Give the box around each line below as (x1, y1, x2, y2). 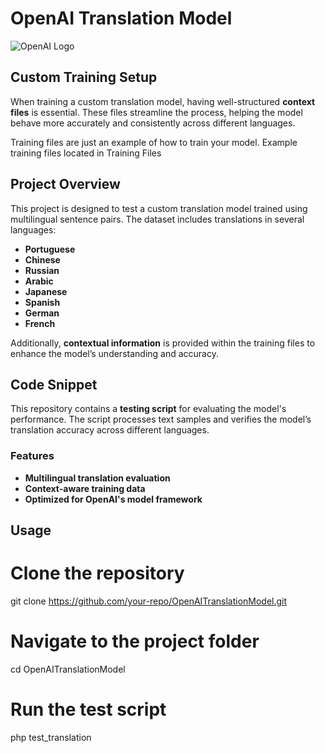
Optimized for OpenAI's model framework (24, 493, 203, 505)
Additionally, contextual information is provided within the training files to (10, 337, 316, 349)
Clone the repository (10, 562, 185, 585)
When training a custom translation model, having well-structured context (10, 95, 316, 107)
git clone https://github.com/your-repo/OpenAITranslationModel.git (10, 595, 288, 607)
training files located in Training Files (10, 147, 162, 159)
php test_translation (10, 731, 92, 743)
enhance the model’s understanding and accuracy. (10, 347, 219, 359)
